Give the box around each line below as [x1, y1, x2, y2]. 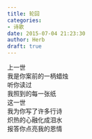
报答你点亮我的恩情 [7, 124, 63, 133]
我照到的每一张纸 [7, 89, 56, 98]
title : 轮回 [7, 10, 40, 18]
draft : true [7, 43, 42, 50]
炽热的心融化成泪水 [7, 116, 63, 124]
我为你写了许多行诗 [7, 107, 63, 115]
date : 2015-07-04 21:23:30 [7, 29, 86, 37]
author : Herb [7, 37, 45, 44]
